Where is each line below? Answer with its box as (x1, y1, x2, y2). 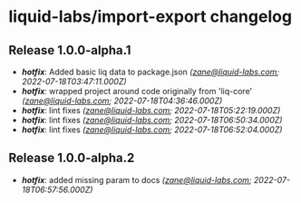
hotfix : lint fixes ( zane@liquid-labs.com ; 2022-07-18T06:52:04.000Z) (21, 124, 283, 135)
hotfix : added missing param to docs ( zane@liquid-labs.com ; (21, 174, 252, 185)
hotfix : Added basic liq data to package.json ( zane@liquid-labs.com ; (21, 66, 280, 77)
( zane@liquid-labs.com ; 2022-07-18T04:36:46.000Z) (21, 95, 223, 106)
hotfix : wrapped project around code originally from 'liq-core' (21, 86, 253, 96)
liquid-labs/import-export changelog (8, 6, 292, 27)
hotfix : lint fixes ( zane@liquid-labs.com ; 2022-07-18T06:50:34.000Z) (21, 115, 283, 125)
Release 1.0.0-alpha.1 (8, 43, 131, 58)
